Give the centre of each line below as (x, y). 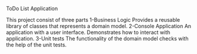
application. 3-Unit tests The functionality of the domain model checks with (97, 38)
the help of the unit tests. (36, 45)
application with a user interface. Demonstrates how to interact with (88, 32)
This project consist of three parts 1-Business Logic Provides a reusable (93, 20)
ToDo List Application (32, 9)
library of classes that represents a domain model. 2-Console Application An (99, 26)
